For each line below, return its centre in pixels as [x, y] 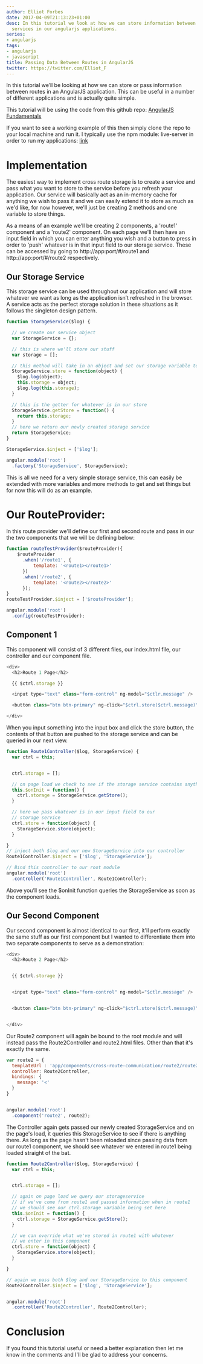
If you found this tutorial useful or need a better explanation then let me [95, 1348]
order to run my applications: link [47, 141]
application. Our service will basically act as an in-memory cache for [92, 195]
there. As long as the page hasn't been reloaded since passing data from [97, 1140]
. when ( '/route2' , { [47, 577]
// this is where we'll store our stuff [63, 349]
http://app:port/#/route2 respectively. [53, 258]
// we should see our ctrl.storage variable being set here [89, 1208]
